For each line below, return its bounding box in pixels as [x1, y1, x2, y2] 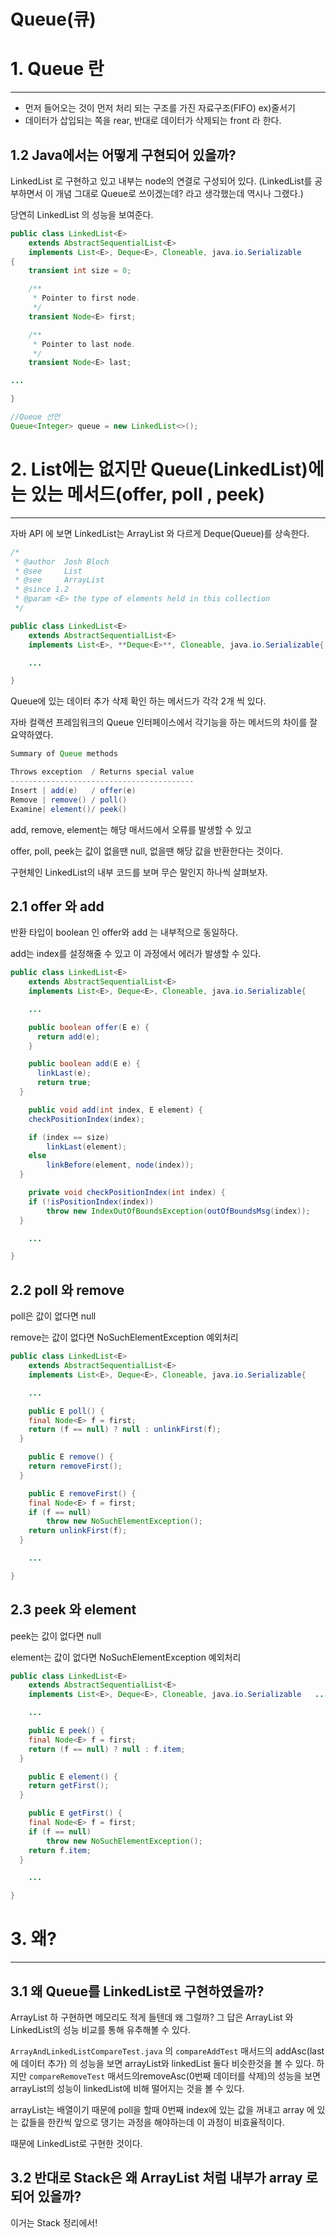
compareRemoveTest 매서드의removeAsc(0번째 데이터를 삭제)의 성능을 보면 [28, 2070, 321, 2082]
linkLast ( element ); [46, 1141, 128, 1152]
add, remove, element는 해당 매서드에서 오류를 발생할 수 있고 [10, 823, 252, 835]
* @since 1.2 [14, 585, 70, 595]
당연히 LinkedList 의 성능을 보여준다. [10, 208, 154, 220]
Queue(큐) [10, 8, 97, 31]
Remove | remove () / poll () [10, 795, 128, 805]
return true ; [36, 1078, 92, 1088]
